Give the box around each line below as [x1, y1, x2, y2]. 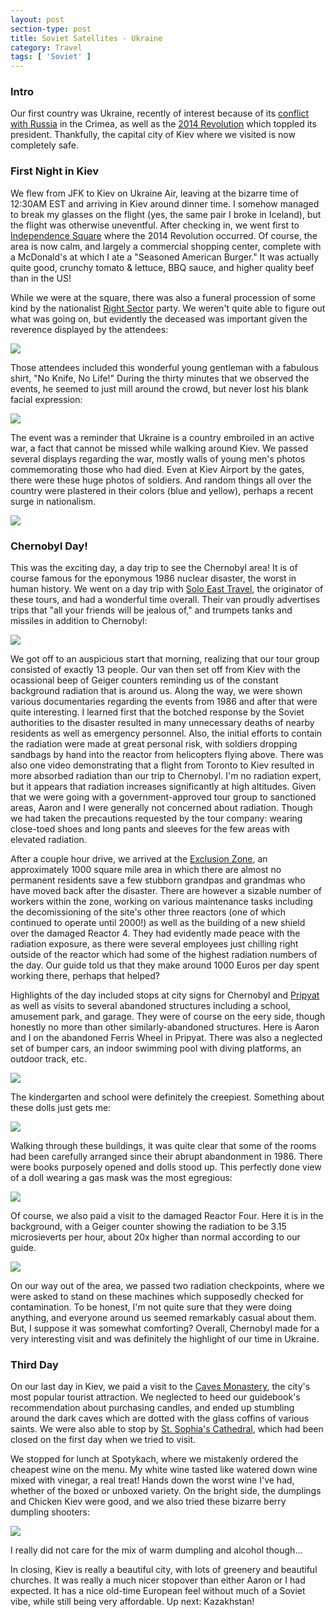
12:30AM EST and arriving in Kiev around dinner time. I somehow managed [10, 197, 320, 210]
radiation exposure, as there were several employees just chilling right [10, 938, 299, 950]
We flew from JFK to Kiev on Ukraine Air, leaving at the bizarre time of [10, 187, 299, 199]
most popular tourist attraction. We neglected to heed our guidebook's [10, 1391, 301, 1403]
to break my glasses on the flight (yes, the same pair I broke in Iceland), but [10, 208, 322, 220]
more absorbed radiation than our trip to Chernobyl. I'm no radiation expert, [10, 770, 322, 782]
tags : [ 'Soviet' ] [10, 52, 92, 62]
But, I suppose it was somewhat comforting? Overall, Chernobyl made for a [10, 1322, 320, 1335]
